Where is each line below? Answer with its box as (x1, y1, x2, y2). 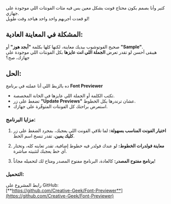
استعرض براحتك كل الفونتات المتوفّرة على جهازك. (13, 103, 108, 109)
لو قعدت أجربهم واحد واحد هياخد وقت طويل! (6, 16, 90, 21)
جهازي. (6, 10, 19, 16)
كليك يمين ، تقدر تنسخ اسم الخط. (13, 132, 75, 139)
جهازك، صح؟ (6, 54, 30, 60)
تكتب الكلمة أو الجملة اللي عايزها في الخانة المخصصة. (13, 92, 115, 98)
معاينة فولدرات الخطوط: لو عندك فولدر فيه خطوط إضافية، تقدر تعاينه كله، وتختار (13, 143, 164, 149)
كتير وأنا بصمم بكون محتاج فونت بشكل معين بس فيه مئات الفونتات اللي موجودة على (6, 5, 165, 11)
